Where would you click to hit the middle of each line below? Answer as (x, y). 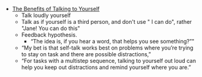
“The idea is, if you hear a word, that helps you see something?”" (112, 41)
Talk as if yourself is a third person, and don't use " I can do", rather (107, 22)
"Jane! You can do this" (51, 28)
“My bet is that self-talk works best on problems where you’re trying (107, 48)
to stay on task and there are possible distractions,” (86, 54)
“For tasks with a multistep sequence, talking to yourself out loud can (109, 61)
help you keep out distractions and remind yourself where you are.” (106, 67)
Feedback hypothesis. (49, 35)
